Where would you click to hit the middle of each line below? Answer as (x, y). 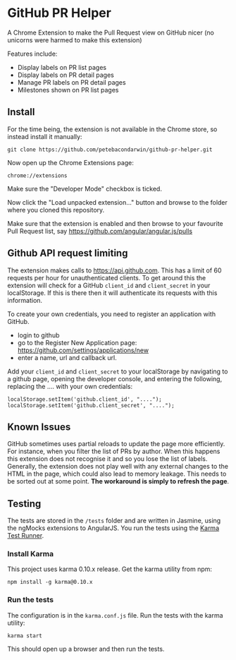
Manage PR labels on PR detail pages (72, 82)
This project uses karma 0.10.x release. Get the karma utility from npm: (110, 569)
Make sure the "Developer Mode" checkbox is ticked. (85, 188)
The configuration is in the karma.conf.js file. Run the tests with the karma (115, 615)
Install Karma (31, 554)
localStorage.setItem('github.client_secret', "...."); (91, 405)
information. (25, 300)
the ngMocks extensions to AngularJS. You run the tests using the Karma (113, 528)
